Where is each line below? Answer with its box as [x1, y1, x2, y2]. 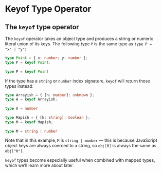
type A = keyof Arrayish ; [5, 97, 57, 102]
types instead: [5, 83, 34, 89]
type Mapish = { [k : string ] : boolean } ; [5, 115, 90, 120]
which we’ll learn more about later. [5, 162, 74, 169]
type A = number [5, 106, 38, 111]
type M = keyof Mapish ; [5, 119, 54, 125]
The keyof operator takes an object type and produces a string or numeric [5, 36, 154, 41]
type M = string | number [5, 129, 57, 134]
